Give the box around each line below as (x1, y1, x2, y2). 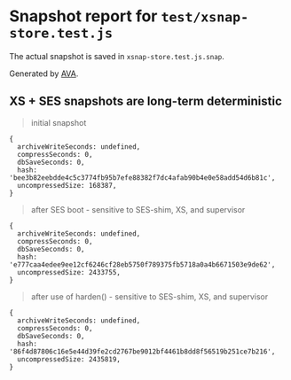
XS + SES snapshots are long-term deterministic (9, 94, 282, 109)
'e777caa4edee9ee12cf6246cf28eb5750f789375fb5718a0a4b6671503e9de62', (9, 260, 276, 269)
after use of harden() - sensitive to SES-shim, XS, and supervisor (30, 291, 269, 302)
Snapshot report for (9, 6, 158, 27)
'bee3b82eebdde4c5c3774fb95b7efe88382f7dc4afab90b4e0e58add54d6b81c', (9, 173, 276, 182)
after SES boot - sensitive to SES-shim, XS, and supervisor (30, 204, 246, 214)
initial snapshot (30, 117, 87, 128)
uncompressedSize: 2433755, (17, 268, 122, 276)
